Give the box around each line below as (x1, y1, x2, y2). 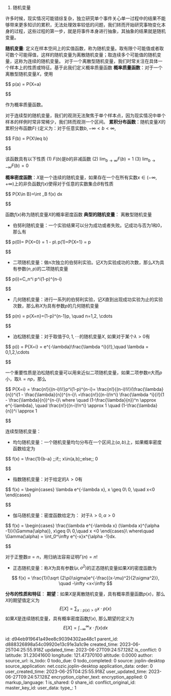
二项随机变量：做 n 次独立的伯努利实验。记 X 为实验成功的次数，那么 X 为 (12, 259, 160, 265)
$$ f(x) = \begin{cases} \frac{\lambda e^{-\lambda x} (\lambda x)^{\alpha (5, 522, 160, 528)
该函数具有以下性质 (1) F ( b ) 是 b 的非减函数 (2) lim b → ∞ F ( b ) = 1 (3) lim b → (5, 156, 156, 163)
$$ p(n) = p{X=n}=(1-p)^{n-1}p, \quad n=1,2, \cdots (5, 313, 113, 319)
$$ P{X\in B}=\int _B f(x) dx (5, 191, 63, 197)
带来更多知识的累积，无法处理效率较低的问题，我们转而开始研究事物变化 (9, 22, 161, 28)
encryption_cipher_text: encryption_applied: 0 (51, 674, 148, 680)
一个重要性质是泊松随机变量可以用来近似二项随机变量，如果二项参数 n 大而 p (5, 369, 162, 376)
